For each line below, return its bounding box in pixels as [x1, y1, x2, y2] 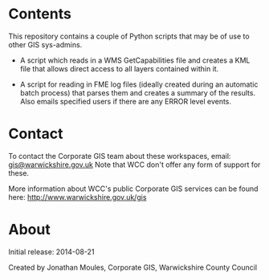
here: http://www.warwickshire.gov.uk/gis [8, 192, 147, 201]
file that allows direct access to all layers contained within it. [19, 63, 219, 73]
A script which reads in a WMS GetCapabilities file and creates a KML [19, 55, 251, 65]
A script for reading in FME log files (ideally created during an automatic [19, 79, 259, 89]
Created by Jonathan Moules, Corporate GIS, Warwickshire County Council [8, 262, 258, 272]
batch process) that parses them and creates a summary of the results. [19, 87, 255, 97]
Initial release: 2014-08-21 [8, 246, 95, 257]
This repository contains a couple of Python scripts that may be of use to [8, 31, 251, 41]
